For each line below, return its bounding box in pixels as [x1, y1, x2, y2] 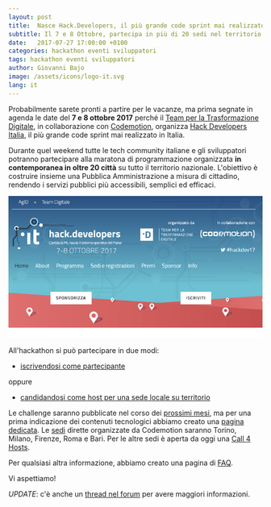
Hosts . [8, 443, 31, 452]
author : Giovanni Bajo [8, 64, 85, 73]
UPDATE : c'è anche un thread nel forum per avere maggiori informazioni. [8, 489, 250, 499]
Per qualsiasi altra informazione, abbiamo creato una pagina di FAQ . [8, 458, 234, 468]
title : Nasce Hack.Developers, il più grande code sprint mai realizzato [8, 21, 265, 30]
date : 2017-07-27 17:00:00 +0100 [8, 39, 128, 47]
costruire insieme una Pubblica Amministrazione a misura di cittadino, [8, 171, 240, 181]
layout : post [8, 13, 52, 21]
